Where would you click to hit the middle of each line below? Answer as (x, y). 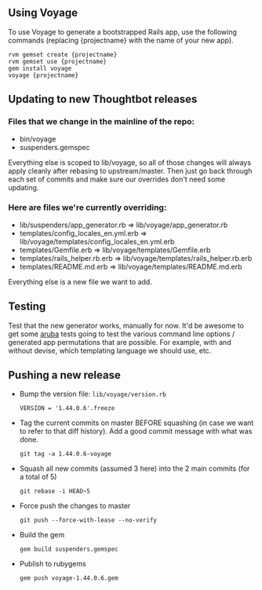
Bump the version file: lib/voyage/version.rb (93, 394)
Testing (27, 307)
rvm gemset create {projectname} (63, 54)
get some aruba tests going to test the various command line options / (122, 334)
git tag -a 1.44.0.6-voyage (65, 454)
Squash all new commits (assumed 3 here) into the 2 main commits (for (135, 469)
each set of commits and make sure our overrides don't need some (117, 179)
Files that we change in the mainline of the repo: (101, 122)
